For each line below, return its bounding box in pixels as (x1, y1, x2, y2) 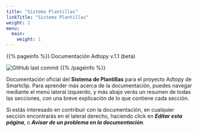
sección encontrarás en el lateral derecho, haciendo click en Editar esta (6, 112, 183, 120)
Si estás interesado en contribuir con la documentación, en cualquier (6, 106, 175, 113)
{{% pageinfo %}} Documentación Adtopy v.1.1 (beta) (6, 53, 136, 59)
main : (11, 31, 25, 37)
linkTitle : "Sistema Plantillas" (6, 14, 89, 20)
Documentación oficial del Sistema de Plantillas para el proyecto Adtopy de (6, 76, 192, 83)
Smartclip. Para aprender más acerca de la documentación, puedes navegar (6, 82, 193, 89)
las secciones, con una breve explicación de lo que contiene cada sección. (6, 95, 190, 102)
